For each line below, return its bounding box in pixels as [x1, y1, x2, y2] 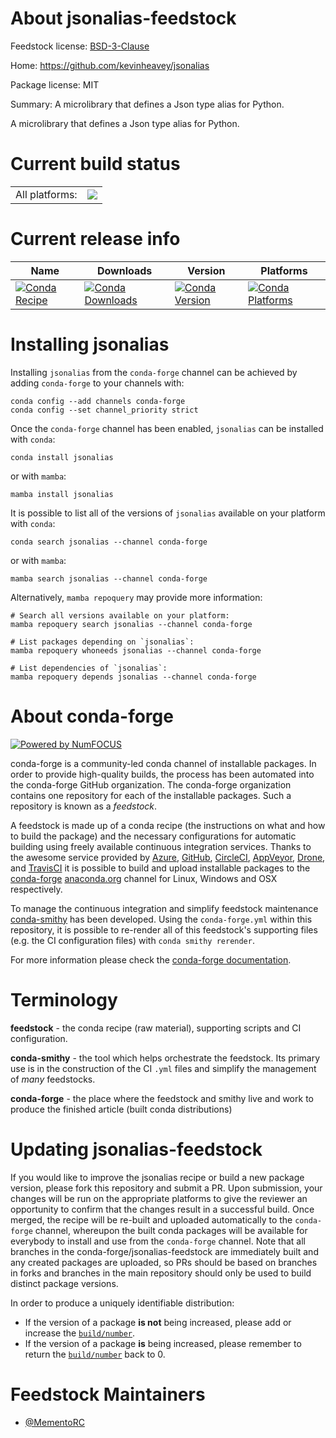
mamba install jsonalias [10, 489, 114, 499]
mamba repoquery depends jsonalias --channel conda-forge [10, 672, 257, 682]
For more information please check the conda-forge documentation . [10, 953, 292, 966]
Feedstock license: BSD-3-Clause [10, 40, 150, 52]
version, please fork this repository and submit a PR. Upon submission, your [10, 1182, 323, 1194]
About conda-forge [10, 705, 174, 727]
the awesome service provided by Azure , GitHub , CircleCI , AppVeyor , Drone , [10, 851, 326, 863]
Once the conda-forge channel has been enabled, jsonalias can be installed [10, 422, 324, 434]
